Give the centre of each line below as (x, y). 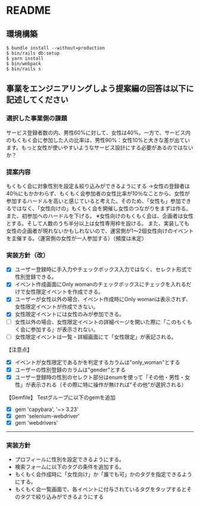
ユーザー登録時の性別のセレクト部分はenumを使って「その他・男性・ (100, 377)
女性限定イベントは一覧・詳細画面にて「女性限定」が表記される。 (96, 337)
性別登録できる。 (36, 277)
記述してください (37, 100)
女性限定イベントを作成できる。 (65, 292)
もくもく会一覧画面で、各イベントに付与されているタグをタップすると (101, 489)
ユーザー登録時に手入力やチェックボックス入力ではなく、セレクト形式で (103, 269)
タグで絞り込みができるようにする (62, 497)
